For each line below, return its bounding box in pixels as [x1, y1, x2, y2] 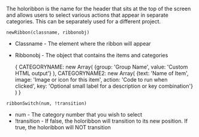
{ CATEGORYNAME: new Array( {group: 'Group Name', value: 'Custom [14, 63, 188, 70]
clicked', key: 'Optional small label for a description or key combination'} [14, 82, 194, 90]
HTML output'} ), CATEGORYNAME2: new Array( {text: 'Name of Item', [14, 70, 189, 77]
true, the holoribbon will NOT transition [14, 124, 111, 131]
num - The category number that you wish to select [14, 111, 143, 118]
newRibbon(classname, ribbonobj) [6, 29, 90, 35]
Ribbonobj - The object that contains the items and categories [14, 52, 168, 59]
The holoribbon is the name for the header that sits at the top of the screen [6, 5, 191, 12]
